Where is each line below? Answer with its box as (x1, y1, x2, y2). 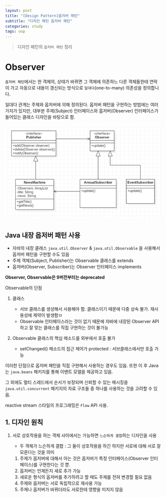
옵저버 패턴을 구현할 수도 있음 (12, 251, 69, 257)
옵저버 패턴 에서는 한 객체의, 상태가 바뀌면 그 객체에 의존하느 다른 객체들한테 (5, 79, 149, 84)
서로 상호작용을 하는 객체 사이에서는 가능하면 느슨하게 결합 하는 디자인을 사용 (12, 432, 157, 438)
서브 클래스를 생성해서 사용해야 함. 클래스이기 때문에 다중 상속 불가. (19, 306, 150, 312)
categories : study (5, 24, 43, 29)
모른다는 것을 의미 (19, 449, 55, 455)
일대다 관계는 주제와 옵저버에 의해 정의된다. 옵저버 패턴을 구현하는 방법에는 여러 (5, 102, 159, 108)
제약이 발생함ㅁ (33, 312, 63, 318)
